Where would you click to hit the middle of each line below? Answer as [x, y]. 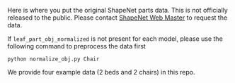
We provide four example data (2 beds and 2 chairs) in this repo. [101, 72]
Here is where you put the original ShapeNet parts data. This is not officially [117, 10]
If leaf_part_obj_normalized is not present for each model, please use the [115, 39]
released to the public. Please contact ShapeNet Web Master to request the [117, 18]
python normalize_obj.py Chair [53, 59]
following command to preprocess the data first [77, 46]
